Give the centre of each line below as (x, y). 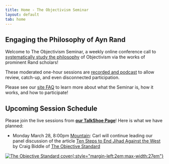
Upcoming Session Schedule (51, 108)
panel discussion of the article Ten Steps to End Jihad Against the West (87, 141)
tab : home (16, 19)
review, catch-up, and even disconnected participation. (62, 77)
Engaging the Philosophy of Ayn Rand (65, 39)
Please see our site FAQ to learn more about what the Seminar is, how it (79, 87)
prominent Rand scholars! (32, 62)
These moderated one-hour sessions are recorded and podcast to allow (80, 72)
